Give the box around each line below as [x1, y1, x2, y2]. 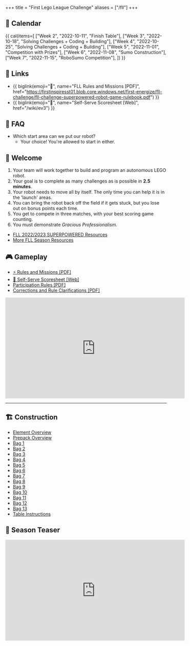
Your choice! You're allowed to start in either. [20, 138, 115, 145]
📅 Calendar [5, 19, 41, 28]
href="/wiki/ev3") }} [12, 105, 55, 111]
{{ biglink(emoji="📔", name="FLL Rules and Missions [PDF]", [12, 83, 140, 89]
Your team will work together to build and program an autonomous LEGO [12, 167, 166, 173]
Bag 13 [12, 505, 27, 512]
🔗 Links [5, 69, 29, 78]
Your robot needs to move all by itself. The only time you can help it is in [12, 189, 165, 195]
